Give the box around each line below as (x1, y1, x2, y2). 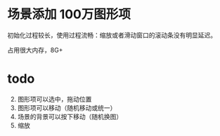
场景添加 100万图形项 (7, 6, 131, 22)
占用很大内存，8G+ (7, 46, 63, 54)
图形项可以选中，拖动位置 (17, 95, 92, 103)
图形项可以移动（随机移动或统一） (17, 103, 117, 112)
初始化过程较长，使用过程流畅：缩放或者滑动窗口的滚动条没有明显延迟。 (7, 31, 216, 39)
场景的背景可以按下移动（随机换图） (17, 112, 123, 121)
